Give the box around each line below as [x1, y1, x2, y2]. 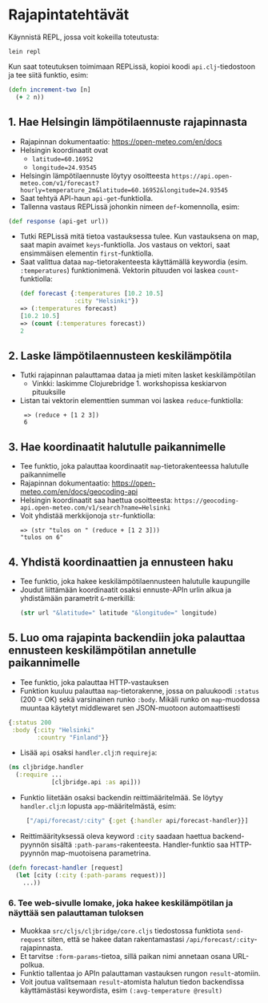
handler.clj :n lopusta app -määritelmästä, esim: [19, 801, 177, 811]
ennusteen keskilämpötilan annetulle [8, 643, 197, 658]
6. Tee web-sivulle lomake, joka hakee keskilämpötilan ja [8, 897, 234, 908]
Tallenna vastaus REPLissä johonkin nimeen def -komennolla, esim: [19, 202, 240, 211]
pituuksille [31, 387, 66, 397]
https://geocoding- [174, 497, 239, 506]
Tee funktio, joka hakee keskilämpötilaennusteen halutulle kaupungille [19, 577, 250, 586]
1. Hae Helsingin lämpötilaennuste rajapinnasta [8, 115, 248, 129]
